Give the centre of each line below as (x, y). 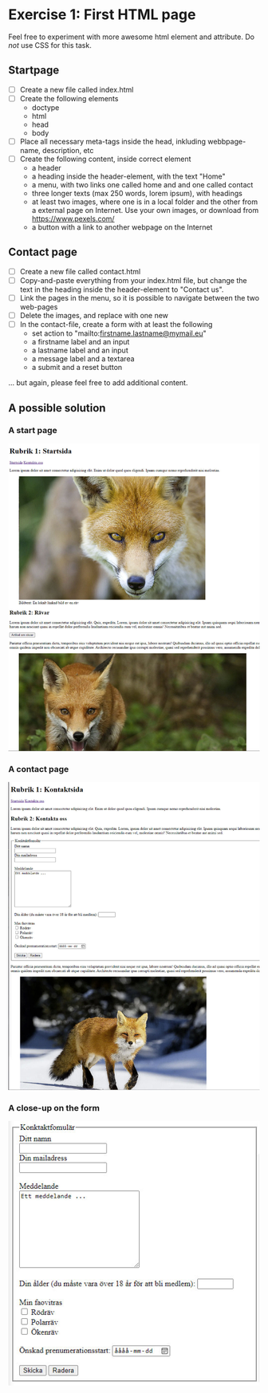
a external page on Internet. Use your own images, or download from (145, 210)
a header (46, 168)
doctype (45, 107)
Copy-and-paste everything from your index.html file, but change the (133, 280)
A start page (33, 431)
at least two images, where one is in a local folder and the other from (145, 202)
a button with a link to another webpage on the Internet (122, 227)
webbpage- (227, 141)
